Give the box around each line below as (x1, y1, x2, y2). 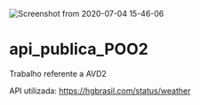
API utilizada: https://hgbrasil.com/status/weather (9, 85, 191, 96)
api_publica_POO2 (9, 40, 148, 59)
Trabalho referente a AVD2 (9, 68, 107, 79)
